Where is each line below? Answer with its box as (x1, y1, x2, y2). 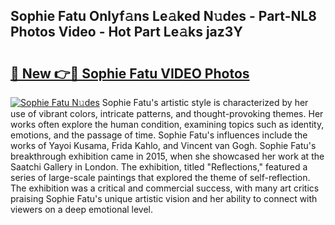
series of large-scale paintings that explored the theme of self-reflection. (10, 172, 311, 183)
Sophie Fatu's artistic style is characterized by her (101, 97, 309, 108)
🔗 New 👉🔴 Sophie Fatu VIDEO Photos (10, 65, 250, 82)
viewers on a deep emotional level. (10, 204, 154, 215)
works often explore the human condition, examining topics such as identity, (10, 119, 325, 130)
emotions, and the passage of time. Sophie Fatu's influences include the (10, 129, 308, 141)
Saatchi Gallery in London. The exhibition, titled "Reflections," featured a (10, 161, 308, 173)
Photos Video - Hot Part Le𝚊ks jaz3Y (10, 24, 243, 41)
